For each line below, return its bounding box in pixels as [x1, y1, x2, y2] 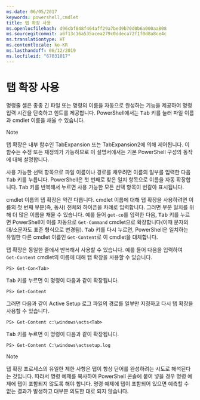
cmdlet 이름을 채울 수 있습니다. [12, 116, 85, 124]
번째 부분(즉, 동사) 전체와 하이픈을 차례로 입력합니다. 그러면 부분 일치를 [23, 204, 188, 211]
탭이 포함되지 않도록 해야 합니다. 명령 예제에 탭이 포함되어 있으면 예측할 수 [17, 380, 189, 387]
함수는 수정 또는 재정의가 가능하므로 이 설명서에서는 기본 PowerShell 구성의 [6, 148, 182, 155]
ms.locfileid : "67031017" [6, 53, 70, 59]
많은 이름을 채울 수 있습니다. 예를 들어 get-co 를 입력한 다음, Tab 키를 [19, 211, 179, 218]
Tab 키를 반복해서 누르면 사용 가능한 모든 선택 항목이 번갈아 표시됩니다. [19, 183, 184, 190]
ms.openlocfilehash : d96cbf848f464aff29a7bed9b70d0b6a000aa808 [6, 25, 167, 32]
